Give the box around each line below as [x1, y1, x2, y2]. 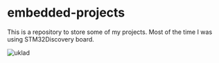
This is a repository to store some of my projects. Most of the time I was [7, 28, 213, 36]
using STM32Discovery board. [7, 35, 95, 43]
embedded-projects [7, 5, 125, 21]
